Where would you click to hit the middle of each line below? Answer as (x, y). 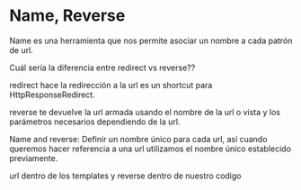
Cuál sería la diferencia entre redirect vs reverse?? (102, 68)
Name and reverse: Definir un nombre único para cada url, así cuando (138, 139)
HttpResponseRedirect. (53, 95)
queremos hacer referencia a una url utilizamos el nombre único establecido (150, 149)
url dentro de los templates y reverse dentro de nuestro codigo (125, 176)
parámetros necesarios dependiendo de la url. (95, 122)
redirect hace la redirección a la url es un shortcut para (111, 85)
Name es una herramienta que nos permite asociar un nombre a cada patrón (151, 41)
